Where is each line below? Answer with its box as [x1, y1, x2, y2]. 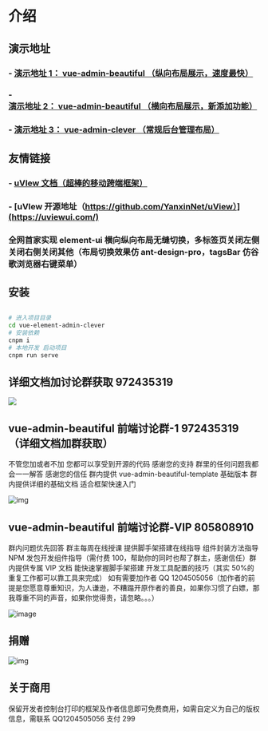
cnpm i [8, 336, 30, 344]
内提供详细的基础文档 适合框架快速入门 [8, 479, 136, 489]
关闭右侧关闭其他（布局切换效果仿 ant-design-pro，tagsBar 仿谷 [8, 246, 259, 257]
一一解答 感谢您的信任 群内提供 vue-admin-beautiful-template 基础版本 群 [14, 469, 258, 479]
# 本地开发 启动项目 [8, 344, 67, 352]
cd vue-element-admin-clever [8, 321, 105, 330]
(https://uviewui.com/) [8, 211, 100, 222]
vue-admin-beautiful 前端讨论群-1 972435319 [8, 421, 239, 435]
